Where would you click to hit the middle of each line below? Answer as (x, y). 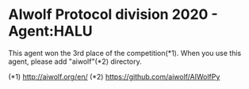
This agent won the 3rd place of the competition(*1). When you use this (125, 53)
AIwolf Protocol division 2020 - (113, 15)
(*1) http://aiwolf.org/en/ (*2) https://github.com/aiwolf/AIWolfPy (114, 76)
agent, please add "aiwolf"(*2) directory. (75, 61)
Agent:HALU (50, 31)
